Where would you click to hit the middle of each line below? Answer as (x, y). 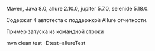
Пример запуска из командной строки (55, 31)
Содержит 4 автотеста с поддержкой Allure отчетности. (77, 20)
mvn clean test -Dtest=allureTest (46, 43)
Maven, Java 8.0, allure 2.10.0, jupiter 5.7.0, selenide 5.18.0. (77, 9)
